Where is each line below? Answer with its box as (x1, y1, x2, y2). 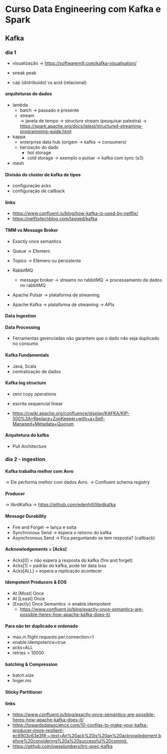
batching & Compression (5, 661, 58, 667)
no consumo (12, 340, 38, 347)
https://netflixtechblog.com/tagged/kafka (12, 216, 98, 222)
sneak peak (12, 70, 36, 76)
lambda (12, 102, 28, 108)
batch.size (12, 672, 34, 678)
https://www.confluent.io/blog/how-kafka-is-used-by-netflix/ (12, 210, 139, 216)
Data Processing (5, 324, 40, 330)
